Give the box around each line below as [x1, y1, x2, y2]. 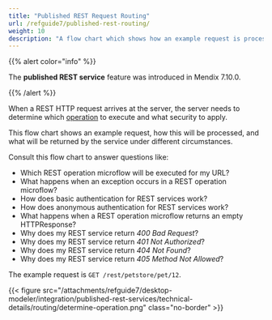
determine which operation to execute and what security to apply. [8, 113, 228, 122]
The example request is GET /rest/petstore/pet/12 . [8, 270, 181, 279]
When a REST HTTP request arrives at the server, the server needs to [8, 104, 240, 113]
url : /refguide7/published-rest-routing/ [8, 19, 151, 28]
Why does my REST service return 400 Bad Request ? [19, 228, 199, 238]
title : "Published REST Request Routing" [8, 11, 151, 20]
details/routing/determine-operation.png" [8, 303, 147, 313]
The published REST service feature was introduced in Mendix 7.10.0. [8, 72, 241, 82]
